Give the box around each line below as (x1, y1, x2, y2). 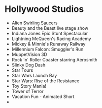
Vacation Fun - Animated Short (11, 93, 75, 100)
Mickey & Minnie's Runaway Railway (11, 41, 86, 47)
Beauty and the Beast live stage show (11, 25, 89, 31)
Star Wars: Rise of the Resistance (11, 78, 80, 84)
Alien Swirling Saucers (11, 20, 58, 26)
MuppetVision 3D (11, 51, 47, 57)
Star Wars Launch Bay (11, 72, 57, 78)
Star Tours (11, 67, 33, 73)
